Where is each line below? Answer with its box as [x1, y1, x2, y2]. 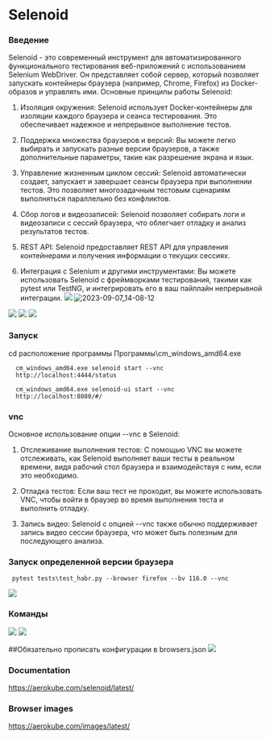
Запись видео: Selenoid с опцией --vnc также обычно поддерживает [19, 519, 258, 529]
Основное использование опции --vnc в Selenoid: [8, 429, 181, 439]
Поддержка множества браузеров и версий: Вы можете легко [19, 136, 236, 145]
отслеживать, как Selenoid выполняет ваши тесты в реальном [19, 453, 235, 463]
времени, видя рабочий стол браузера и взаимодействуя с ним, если [19, 462, 262, 472]
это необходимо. [19, 470, 79, 481]
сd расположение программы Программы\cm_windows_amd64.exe [8, 349, 242, 358]
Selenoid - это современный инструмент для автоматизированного [8, 52, 242, 62]
